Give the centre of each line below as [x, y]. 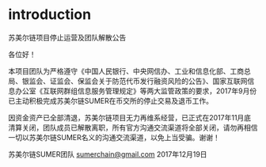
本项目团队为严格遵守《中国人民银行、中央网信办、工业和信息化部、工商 [126, 71]
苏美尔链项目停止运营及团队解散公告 [67, 37]
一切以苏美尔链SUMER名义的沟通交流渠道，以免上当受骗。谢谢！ [114, 137]
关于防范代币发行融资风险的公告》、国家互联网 [173, 81]
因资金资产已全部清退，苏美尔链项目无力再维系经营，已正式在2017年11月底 [130, 117]
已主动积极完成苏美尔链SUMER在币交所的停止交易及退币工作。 [111, 101]
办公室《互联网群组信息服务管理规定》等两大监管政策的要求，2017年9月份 [136, 91]
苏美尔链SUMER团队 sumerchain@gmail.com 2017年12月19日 [108, 154]
